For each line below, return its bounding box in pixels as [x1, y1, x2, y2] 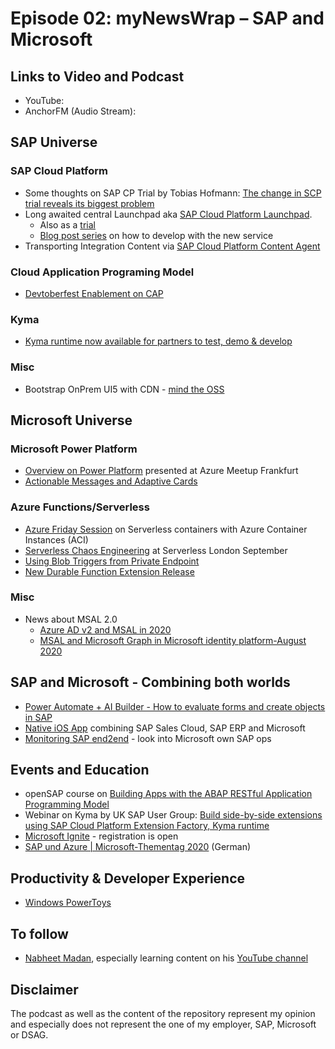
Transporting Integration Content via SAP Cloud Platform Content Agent [24, 240, 321, 252]
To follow [10, 925, 69, 942]
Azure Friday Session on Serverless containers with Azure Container [24, 523, 308, 535]
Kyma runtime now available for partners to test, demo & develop [24, 335, 293, 347]
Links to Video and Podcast [10, 68, 185, 85]
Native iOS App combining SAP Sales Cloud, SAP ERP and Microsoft [24, 722, 306, 734]
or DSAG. [10, 1028, 49, 1041]
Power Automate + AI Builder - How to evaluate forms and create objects [24, 700, 326, 712]
